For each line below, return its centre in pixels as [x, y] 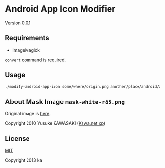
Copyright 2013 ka [24, 160]
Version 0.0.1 [18, 23]
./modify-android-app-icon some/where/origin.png [57, 86]
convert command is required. [36, 60]
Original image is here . [28, 114]
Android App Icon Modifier [60, 9]
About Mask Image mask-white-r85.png [65, 102]
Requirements [27, 38]
